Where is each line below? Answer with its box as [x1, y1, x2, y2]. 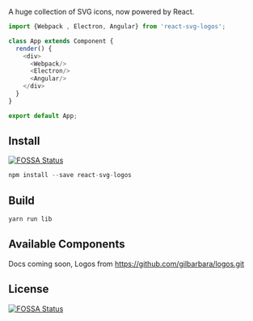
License [8, 282, 49, 296]
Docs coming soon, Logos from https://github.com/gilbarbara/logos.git [8, 259, 245, 268]
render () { [15, 44, 53, 53]
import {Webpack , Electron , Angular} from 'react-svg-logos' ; [8, 23, 226, 31]
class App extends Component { [8, 36, 114, 45]
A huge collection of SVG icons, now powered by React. [8, 7, 195, 16]
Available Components [8, 238, 125, 251]
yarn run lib [8, 215, 53, 223]
